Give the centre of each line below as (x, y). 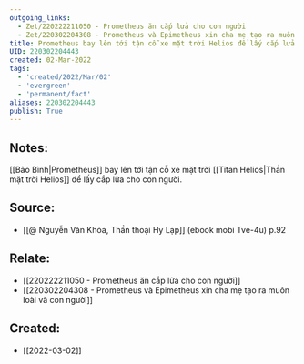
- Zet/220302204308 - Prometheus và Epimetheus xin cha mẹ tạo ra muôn (157, 35)
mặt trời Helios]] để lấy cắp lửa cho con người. (96, 179)
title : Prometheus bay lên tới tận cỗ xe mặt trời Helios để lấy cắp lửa (152, 43)
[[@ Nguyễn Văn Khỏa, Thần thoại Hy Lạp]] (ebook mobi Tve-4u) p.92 (154, 229)
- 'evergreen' (44, 86)
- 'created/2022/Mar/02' (65, 77)
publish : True (36, 111)
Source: (32, 208)
